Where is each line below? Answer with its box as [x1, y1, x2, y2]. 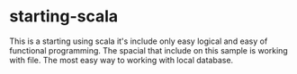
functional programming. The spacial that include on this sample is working [9, 45, 288, 55]
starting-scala [9, 6, 119, 27]
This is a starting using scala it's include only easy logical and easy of [9, 36, 268, 46]
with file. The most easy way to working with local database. [9, 54, 234, 65]
